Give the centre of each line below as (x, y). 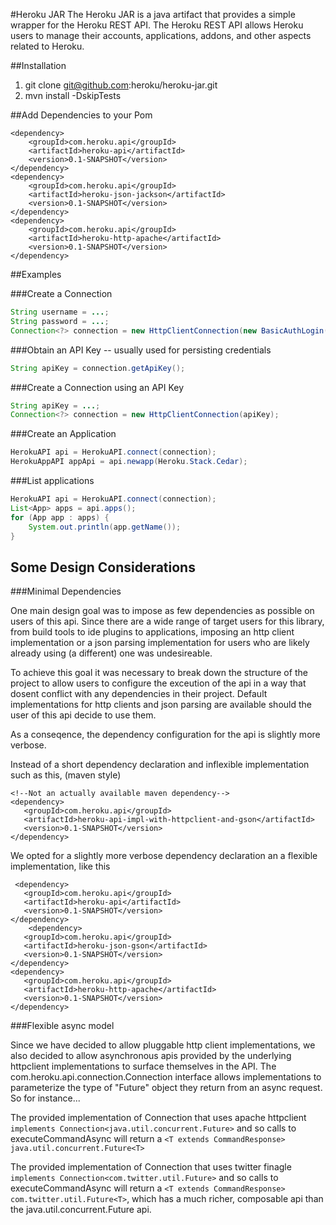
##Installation (38, 65)
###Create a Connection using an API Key (97, 387)
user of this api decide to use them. (83, 715)
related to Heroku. (47, 46)
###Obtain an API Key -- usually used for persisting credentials (141, 350)
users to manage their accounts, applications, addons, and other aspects (161, 35)
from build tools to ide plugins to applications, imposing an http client (152, 632)
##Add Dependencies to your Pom (81, 115)
